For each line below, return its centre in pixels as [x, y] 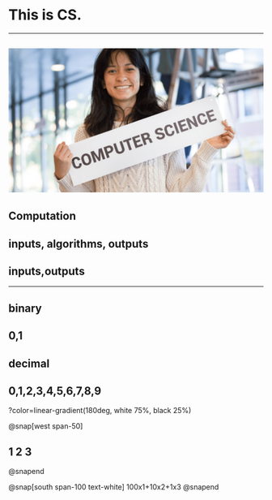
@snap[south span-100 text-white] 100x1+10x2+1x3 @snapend [114, 487]
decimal [29, 363]
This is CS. [45, 15]
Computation [42, 216]
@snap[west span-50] [46, 426]
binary [25, 308]
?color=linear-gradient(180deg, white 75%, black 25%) [100, 411]
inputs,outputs [47, 271]
